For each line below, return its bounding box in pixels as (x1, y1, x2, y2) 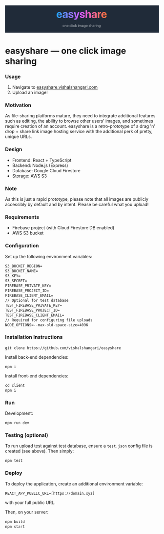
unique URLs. (5, 133, 32, 140)
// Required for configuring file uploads (5, 318, 93, 322)
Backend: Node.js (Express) (12, 162, 68, 168)
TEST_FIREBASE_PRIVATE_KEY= (5, 303, 62, 308)
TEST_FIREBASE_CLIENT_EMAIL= (5, 313, 64, 318)
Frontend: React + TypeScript (12, 157, 72, 163)
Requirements (5, 214, 40, 220)
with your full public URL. (5, 499, 56, 506)
